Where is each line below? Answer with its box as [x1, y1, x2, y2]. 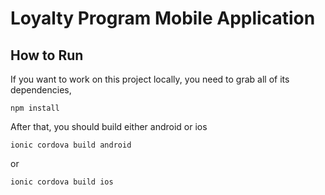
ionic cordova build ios [10, 177, 114, 187]
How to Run [10, 47, 84, 64]
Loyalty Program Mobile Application [10, 7, 316, 30]
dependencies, [10, 84, 72, 96]
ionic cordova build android [10, 140, 132, 150]
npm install [10, 103, 60, 113]
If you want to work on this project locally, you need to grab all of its [10, 73, 290, 85]
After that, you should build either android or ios [10, 121, 208, 132]
